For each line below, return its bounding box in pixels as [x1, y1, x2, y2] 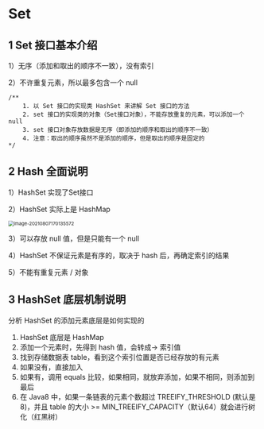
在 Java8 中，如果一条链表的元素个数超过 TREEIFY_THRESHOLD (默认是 [19, 392, 256, 401]
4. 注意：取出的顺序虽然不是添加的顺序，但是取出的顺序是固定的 [22, 134, 205, 142]
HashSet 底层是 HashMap [19, 332, 105, 342]
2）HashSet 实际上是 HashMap [8, 204, 111, 214]
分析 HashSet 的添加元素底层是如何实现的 [8, 315, 145, 325]
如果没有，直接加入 [19, 362, 83, 372]
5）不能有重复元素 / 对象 [8, 267, 89, 276]
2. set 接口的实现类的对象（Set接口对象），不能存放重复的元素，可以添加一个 [22, 110, 245, 118]
